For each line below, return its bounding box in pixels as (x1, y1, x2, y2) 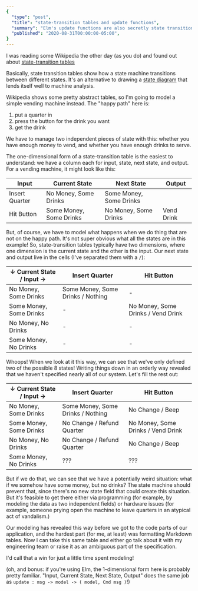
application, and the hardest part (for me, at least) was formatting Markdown (6, 530, 192, 537)
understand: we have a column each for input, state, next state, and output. (6, 160, 189, 166)
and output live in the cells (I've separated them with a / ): (6, 254, 146, 261)
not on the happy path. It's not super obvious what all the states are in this (6, 235, 186, 242)
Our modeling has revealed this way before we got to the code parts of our (6, 524, 187, 531)
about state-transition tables (6, 58, 75, 65)
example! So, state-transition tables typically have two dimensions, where (6, 241, 186, 248)
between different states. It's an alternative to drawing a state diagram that (6, 76, 187, 83)
